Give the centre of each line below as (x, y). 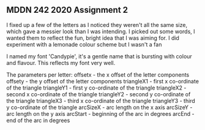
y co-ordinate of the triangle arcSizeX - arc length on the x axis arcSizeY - (99, 107)
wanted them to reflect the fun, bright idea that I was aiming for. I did (93, 38)
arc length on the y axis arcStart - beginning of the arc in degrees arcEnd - (100, 113)
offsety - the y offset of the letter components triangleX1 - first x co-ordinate (102, 81)
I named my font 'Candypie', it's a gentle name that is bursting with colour (99, 56)
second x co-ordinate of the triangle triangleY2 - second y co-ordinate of (99, 94)
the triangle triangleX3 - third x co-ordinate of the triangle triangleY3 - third (101, 101)
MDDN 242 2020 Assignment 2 (67, 10)
